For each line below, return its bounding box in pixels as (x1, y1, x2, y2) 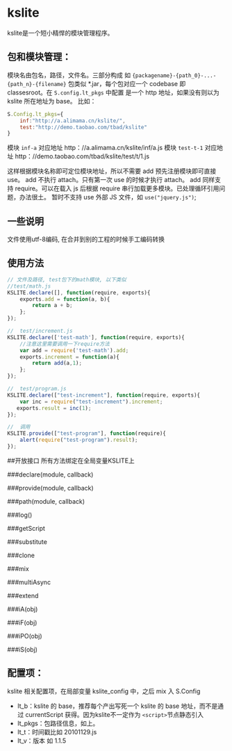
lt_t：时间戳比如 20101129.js (17, 727, 97, 736)
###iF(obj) (7, 618, 38, 627)
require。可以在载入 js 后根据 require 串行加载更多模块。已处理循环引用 (15, 184, 219, 192)
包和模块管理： (7, 51, 72, 63)
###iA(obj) (7, 604, 38, 613)
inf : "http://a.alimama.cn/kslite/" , (19, 117, 126, 124)
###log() (7, 511, 33, 519)
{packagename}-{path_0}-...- (131, 72, 217, 79)
